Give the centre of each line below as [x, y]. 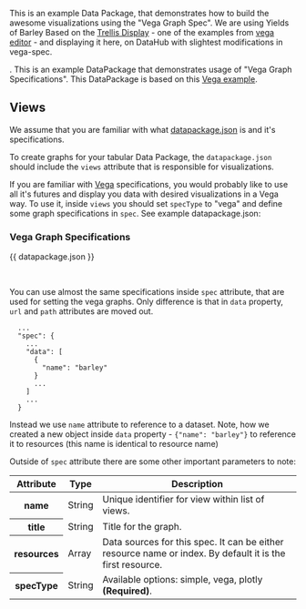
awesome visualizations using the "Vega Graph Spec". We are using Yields [149, 23]
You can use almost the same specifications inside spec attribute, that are [147, 292]
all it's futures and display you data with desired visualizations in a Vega [144, 194]
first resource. [133, 565]
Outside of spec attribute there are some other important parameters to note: [153, 462]
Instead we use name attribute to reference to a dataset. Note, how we [140, 425]
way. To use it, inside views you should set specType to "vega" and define [146, 203]
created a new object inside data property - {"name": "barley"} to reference [153, 434]
